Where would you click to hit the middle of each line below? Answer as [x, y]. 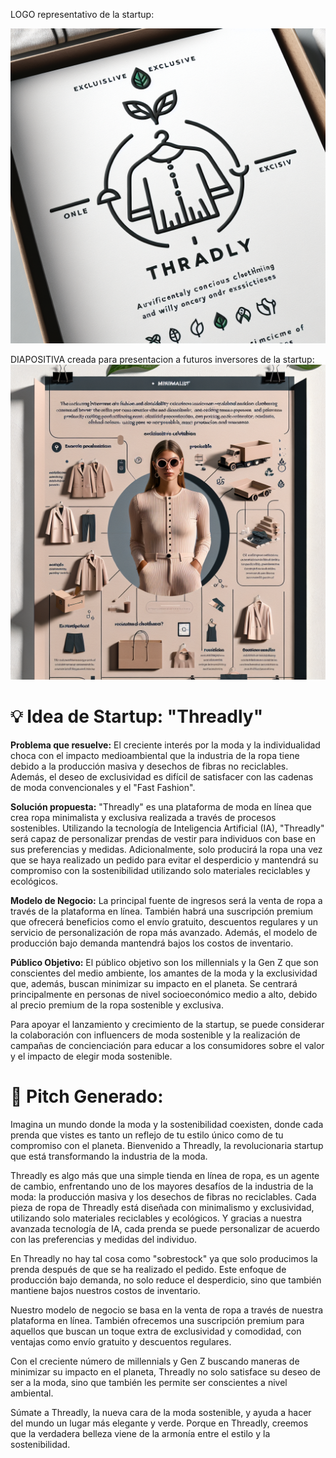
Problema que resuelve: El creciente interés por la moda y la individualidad [165, 745]
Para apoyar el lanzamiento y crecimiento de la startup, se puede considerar [167, 1024]
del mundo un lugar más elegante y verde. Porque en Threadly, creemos [159, 1423]
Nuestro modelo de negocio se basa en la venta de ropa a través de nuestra [167, 1310]
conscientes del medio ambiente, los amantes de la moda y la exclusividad [164, 973]
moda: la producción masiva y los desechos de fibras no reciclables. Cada [163, 1196]
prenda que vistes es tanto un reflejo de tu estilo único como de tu [147, 1135]
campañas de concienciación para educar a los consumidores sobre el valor [167, 1045]
